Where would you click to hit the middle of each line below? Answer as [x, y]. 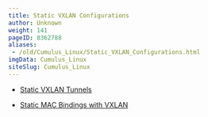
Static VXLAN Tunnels [56, 89]
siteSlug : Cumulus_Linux [49, 67]
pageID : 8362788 [35, 38]
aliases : [23, 45]
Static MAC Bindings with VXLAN [74, 104]
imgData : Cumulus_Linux [48, 60]
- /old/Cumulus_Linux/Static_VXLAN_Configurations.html [106, 52]
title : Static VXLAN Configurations [69, 15]
